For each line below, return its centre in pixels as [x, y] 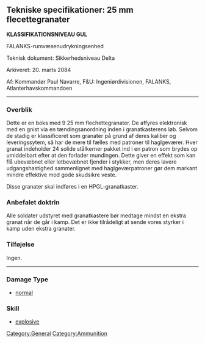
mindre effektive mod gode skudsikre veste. [62, 175]
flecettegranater [38, 20]
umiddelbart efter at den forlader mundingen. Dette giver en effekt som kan [101, 156]
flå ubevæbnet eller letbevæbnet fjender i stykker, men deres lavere [92, 162]
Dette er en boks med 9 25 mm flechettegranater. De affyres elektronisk [97, 123]
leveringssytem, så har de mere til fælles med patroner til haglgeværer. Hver [102, 142]
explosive [27, 322]
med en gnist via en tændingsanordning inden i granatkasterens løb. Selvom [102, 129]
